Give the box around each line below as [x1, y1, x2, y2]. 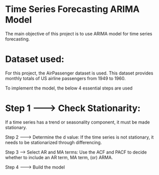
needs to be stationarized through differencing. [5, 139, 102, 145]
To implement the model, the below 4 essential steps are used [5, 85, 133, 91]
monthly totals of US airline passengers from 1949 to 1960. [5, 75, 126, 81]
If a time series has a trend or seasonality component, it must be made [5, 119, 150, 125]
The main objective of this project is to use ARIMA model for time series [5, 30, 153, 36]
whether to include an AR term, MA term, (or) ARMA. [5, 154, 113, 160]
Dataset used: [5, 53, 65, 65]
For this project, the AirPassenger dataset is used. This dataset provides [5, 70, 154, 76]
